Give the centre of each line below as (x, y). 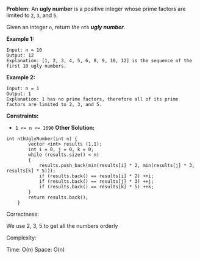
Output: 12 (20, 55)
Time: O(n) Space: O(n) (36, 250)
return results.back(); (58, 197)
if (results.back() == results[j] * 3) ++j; (96, 182)
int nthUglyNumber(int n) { (42, 139)
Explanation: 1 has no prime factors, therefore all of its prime (92, 99)
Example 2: (21, 77)
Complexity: (21, 238)
